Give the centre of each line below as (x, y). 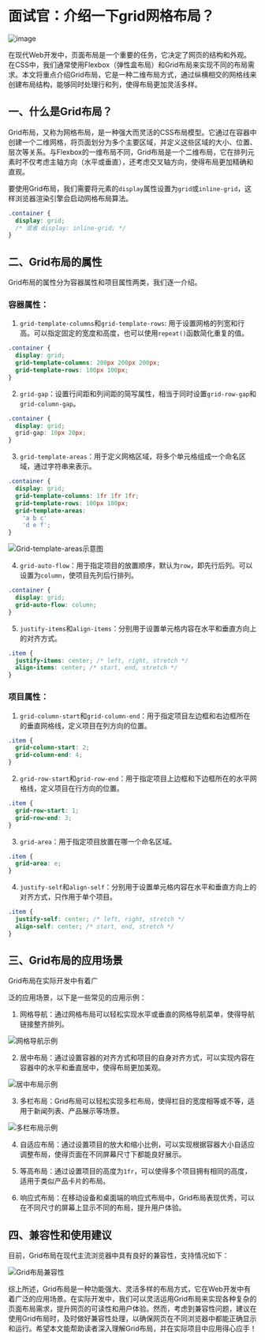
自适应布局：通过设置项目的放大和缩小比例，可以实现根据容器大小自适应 (137, 1144)
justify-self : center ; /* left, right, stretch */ (100, 919)
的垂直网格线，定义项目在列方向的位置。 (85, 725)
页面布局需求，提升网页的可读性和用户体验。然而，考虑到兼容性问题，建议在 (132, 1309)
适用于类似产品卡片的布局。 (65, 1181)
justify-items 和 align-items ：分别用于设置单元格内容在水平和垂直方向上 (138, 628)
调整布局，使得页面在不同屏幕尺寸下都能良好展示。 (103, 1155)
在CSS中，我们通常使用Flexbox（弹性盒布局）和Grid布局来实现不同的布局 (128, 65)
